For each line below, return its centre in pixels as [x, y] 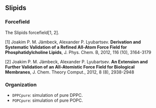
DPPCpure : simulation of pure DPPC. [47, 95]
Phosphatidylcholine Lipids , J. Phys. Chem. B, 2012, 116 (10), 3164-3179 [78, 52]
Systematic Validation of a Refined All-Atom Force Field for [66, 47]
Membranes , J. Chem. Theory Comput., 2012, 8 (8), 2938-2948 [70, 72]
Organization [21, 85]
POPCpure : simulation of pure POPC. [47, 100]
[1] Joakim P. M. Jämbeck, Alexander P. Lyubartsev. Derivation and [73, 42]
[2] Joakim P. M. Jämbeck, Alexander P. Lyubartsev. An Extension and [77, 62]
